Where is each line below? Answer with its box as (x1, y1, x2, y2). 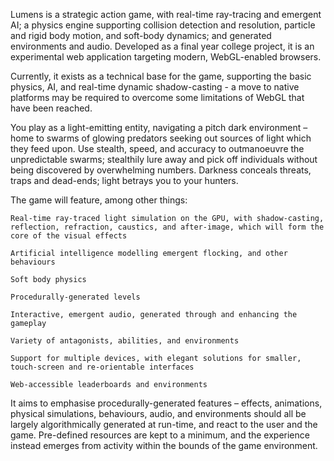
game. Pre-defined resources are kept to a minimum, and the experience (10, 429, 310, 441)
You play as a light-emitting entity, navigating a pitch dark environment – (10, 122, 308, 133)
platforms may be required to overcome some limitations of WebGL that (10, 92, 305, 103)
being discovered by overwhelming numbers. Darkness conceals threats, (10, 164, 312, 176)
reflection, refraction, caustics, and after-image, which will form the (10, 222, 325, 232)
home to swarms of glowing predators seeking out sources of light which (10, 132, 312, 144)
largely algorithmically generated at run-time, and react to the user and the (10, 419, 318, 430)
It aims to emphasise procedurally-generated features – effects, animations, (10, 397, 323, 409)
